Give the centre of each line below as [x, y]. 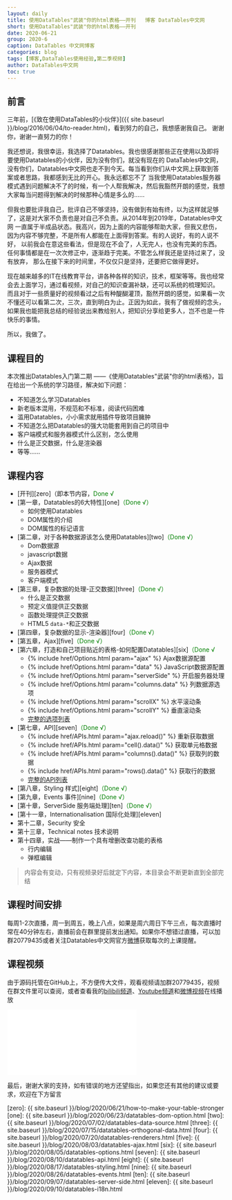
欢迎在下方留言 [40, 1094]
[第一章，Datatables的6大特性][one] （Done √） [85, 502]
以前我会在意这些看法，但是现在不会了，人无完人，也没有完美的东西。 [120, 244]
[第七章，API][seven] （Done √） [64, 727]
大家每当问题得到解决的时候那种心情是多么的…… [76, 195]
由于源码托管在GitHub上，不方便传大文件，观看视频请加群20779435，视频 [113, 982]
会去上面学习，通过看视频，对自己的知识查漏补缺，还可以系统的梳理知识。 [113, 285]
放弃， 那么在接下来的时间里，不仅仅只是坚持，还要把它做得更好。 [107, 261]
